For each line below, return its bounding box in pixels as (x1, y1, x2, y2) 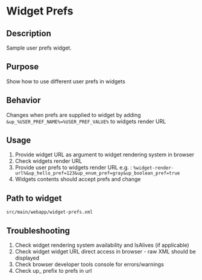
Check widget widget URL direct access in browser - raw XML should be (14, 248, 196, 255)
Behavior (6, 95, 41, 106)
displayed (14, 255, 40, 262)
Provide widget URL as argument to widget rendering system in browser (14, 151, 195, 158)
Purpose (6, 62, 39, 72)
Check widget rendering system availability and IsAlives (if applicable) (14, 241, 190, 249)
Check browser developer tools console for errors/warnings (14, 261, 164, 268)
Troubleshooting (6, 225, 71, 236)
